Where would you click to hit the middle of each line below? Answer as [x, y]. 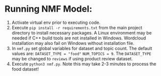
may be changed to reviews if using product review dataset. [72, 58]
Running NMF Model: [49, 9]
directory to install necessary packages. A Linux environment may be [81, 33]
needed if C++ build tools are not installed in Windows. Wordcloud [79, 38]
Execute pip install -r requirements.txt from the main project [77, 27]
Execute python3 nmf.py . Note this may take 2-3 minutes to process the [84, 64]
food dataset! [25, 69]
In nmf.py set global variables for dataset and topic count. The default [82, 48]
